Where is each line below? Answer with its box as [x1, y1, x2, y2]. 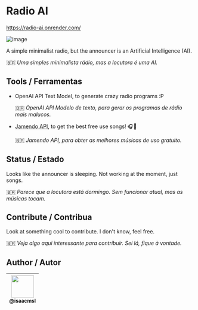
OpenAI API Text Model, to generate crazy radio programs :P [14, 92, 164, 99]
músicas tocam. [6, 194, 46, 202]
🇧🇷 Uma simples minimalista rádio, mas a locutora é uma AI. [6, 59, 158, 66]
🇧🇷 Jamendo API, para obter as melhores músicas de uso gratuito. [14, 136, 182, 144]
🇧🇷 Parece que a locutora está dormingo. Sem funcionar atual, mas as [6, 188, 183, 195]
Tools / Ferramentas [6, 77, 82, 87]
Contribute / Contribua [6, 212, 92, 222]
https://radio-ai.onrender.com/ [6, 24, 81, 31]
